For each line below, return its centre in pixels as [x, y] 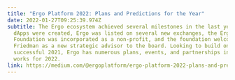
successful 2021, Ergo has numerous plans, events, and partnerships [117, 53]
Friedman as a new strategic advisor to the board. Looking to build [117, 46]
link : [15, 65]
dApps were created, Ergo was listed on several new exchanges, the [115, 33]
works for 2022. [37, 59]
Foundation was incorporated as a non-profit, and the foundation [112, 40]
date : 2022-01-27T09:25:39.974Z [54, 20]
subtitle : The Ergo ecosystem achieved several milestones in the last [114, 26]
